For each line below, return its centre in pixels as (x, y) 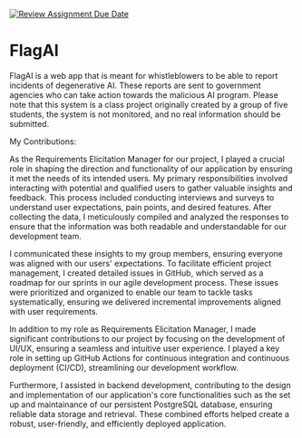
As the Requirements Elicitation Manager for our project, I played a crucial (147, 159)
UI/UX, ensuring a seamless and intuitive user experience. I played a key (145, 348)
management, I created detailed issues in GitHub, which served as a (136, 273)
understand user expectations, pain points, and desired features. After (141, 207)
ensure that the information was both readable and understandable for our (148, 226)
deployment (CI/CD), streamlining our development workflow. (124, 367)
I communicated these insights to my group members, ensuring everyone (146, 253)
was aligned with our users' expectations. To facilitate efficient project (141, 263)
